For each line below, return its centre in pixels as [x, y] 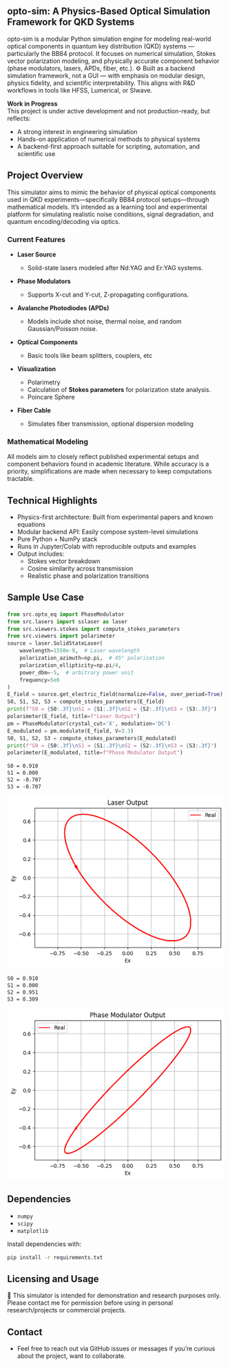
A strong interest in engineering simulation [77, 131]
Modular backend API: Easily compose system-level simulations [107, 532]
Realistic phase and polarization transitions [88, 576]
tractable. [21, 479]
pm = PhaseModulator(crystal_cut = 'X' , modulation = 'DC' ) [89, 724]
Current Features [36, 239]
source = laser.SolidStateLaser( [55, 643]
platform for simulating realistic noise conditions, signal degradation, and [111, 214]
